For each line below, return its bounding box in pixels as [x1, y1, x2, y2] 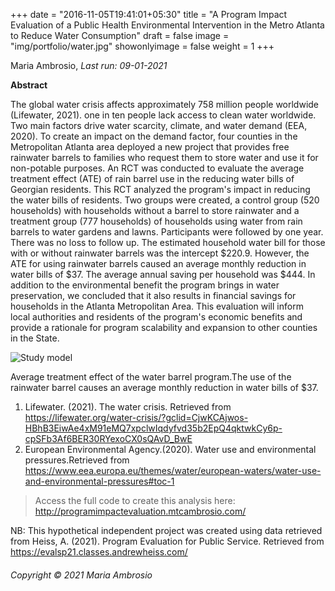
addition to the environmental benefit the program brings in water [10, 279, 280, 291]
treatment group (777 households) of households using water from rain [10, 215, 303, 227]
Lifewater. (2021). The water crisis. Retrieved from [24, 401, 232, 413]
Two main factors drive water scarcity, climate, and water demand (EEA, [10, 120, 308, 131]
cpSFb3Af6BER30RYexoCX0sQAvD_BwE [24, 433, 193, 444]
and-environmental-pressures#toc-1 [24, 475, 175, 487]
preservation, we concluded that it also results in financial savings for [10, 290, 297, 301]
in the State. [10, 332, 60, 344]
